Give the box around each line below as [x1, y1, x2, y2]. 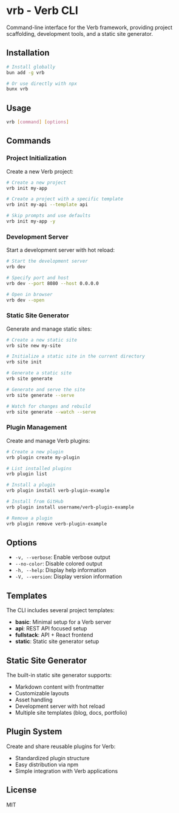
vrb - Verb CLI [6, 4, 79, 18]
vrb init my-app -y [6, 218, 56, 224]
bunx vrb [6, 86, 29, 92]
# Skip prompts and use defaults [6, 213, 91, 219]
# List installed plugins [6, 465, 72, 471]
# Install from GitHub [6, 499, 64, 505]
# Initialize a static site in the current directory [6, 353, 146, 360]
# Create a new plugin [6, 448, 64, 455]
